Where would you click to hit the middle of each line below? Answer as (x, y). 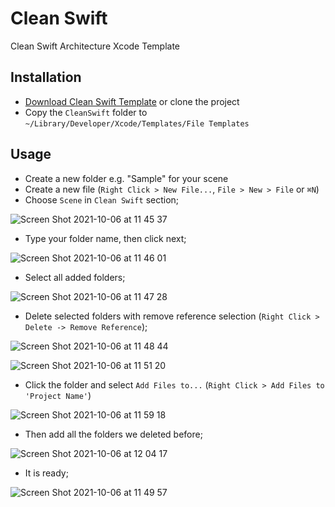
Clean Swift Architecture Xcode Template (95, 46)
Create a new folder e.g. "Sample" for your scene (126, 178)
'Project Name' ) (58, 395)
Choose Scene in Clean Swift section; (102, 199)
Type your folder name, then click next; (105, 238)
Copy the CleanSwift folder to (86, 112)
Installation (46, 77)
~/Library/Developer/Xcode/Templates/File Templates (137, 123)
